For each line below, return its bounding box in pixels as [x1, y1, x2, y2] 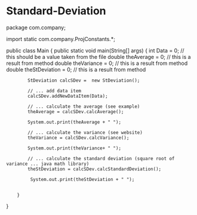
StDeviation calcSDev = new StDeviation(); [27, 77, 140, 83]
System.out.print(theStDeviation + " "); [30, 176, 135, 182]
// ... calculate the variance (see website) [27, 129, 143, 135]
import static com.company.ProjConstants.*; [6, 35, 115, 42]
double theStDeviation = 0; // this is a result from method [6, 66, 146, 73]
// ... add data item [27, 88, 82, 94]
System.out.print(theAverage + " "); [27, 119, 121, 125]
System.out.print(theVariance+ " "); [27, 145, 121, 151]
